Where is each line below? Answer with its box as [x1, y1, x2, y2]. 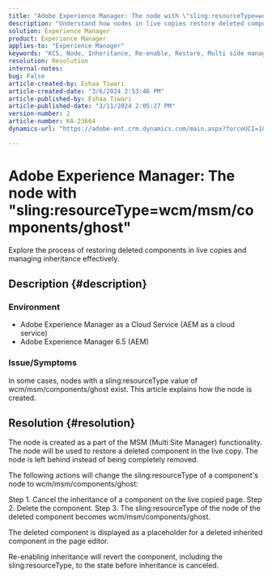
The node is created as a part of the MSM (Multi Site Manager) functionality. [8, 438, 263, 448]
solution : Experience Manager [8, 27, 111, 35]
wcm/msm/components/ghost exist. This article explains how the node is [8, 384, 253, 393]
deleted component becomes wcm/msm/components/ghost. [8, 512, 211, 522]
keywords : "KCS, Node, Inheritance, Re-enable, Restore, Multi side [8, 49, 244, 57]
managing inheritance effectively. [8, 253, 120, 263]
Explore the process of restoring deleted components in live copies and [8, 244, 247, 255]
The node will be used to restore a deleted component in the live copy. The [8, 446, 259, 456]
